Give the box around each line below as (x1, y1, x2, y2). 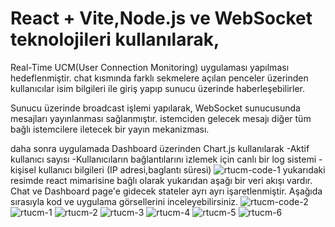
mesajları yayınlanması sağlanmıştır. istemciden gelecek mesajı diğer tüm (10, 112, 312, 124)
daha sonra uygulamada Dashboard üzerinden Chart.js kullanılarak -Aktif (10, 142, 310, 154)
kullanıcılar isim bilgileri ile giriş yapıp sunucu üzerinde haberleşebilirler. (10, 82, 306, 94)
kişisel (10, 163, 37, 176)
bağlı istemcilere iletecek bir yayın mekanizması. (10, 123, 210, 135)
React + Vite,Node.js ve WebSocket (10, 7, 313, 30)
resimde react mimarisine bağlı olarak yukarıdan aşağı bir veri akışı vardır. (10, 174, 313, 186)
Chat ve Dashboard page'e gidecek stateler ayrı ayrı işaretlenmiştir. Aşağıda (10, 185, 323, 197)
